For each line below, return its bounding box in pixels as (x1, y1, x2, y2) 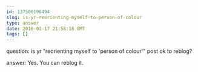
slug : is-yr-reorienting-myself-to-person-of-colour (6, 14, 142, 20)
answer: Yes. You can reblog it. (6, 59, 84, 67)
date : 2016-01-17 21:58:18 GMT (6, 25, 85, 32)
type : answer (6, 20, 39, 26)
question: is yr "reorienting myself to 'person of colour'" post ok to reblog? (6, 47, 193, 55)
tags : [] (6, 31, 28, 37)
